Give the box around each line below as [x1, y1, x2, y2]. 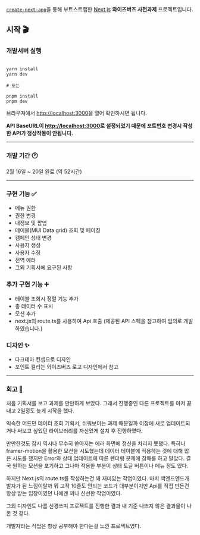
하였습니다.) [14, 324, 43, 332]
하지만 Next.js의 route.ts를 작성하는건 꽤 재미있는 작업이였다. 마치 [6, 475, 160, 482]
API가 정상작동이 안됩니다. [12, 129, 73, 136]
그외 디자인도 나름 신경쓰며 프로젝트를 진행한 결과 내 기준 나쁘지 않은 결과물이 [6, 502, 186, 509]
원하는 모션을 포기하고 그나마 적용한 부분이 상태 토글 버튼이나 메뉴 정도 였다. [12, 462, 189, 470]
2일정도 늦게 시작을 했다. [17, 407, 74, 414]
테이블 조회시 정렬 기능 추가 [14, 295, 79, 302]
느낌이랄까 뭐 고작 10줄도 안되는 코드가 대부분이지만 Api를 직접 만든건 [28, 482, 189, 490]
